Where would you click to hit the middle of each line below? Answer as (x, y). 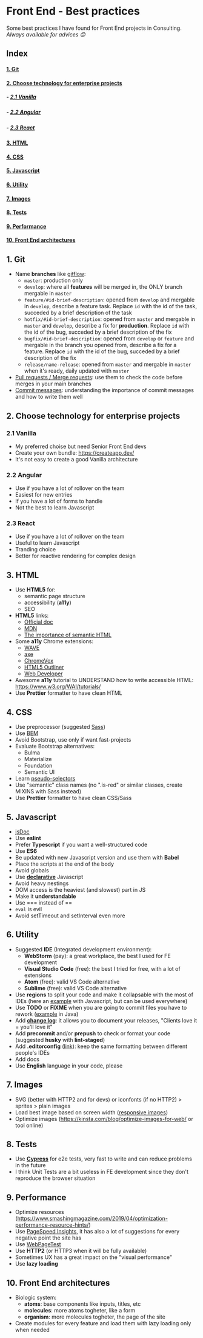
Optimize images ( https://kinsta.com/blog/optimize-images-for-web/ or (104, 1119)
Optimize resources (40, 1212)
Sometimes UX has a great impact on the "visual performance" (94, 1257)
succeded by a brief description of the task (78, 313)
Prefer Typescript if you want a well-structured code (81, 844)
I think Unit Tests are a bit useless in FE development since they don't (102, 1172)
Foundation (38, 766)
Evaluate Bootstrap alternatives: (55, 747)
